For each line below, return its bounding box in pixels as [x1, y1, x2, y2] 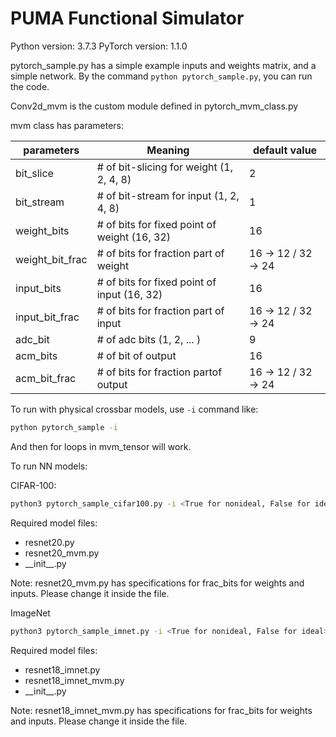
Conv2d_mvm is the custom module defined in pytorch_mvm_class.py [10, 100, 299, 112]
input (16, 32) [96, 287, 163, 301]
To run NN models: [10, 460, 88, 472]
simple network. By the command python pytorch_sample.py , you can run [10, 70, 313, 82]
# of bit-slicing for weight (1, [96, 160, 234, 174]
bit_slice [15, 166, 54, 180]
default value [252, 143, 318, 157]
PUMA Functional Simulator [10, 7, 245, 30]
